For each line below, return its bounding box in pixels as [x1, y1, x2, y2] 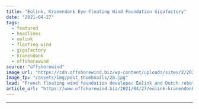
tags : [6, 20, 20, 25]
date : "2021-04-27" [6, 14, 54, 20]
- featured [11, 25, 38, 31]
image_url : [6, 69, 33, 75]
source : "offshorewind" [6, 63, 65, 70]
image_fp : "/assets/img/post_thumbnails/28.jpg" [6, 75, 129, 81]
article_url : [6, 86, 38, 92]
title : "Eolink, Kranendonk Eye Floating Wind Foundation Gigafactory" [6, 8, 187, 15]
